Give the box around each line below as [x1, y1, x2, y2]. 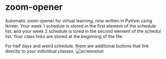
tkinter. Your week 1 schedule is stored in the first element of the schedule [5, 23, 156, 29]
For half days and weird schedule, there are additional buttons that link [5, 43, 149, 49]
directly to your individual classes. [5, 48, 75, 54]
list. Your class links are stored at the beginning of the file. [5, 33, 124, 39]
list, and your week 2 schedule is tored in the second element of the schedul [5, 28, 161, 34]
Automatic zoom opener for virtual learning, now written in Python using [5, 18, 153, 24]
